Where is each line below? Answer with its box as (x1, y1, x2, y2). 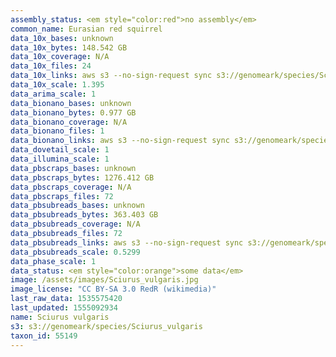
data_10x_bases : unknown (10, 33, 114, 43)
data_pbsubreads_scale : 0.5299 (10, 247, 141, 257)
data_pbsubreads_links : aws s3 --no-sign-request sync (10, 237, 244, 248)
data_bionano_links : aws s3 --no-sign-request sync (10, 136, 230, 146)
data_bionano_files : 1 (10, 126, 105, 136)
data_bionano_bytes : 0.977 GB (10, 107, 137, 118)
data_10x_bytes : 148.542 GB (10, 42, 128, 53)
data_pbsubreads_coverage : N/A (10, 219, 141, 230)
